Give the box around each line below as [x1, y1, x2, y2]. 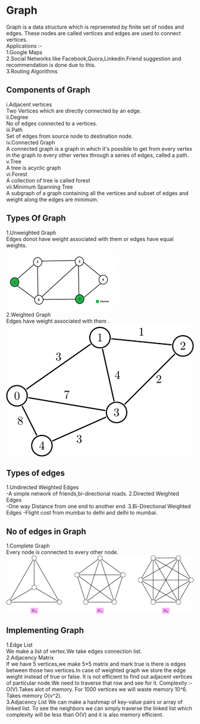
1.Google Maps [6, 48, 43, 55]
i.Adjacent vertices [6, 101, 52, 108]
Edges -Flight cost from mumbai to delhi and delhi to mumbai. [6, 509, 158, 516]
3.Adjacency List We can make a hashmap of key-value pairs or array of [6, 698, 183, 706]
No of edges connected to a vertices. [6, 120, 98, 127]
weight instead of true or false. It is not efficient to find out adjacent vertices [6, 673, 193, 680]
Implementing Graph [6, 626, 85, 636]
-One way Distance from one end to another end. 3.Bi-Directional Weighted [6, 503, 191, 510]
